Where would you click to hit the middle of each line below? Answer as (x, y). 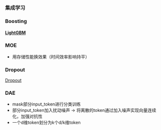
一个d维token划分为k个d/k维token (46, 123)
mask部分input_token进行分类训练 (46, 104)
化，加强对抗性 (27, 116)
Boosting (16, 21)
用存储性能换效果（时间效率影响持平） (51, 57)
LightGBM (15, 33)
